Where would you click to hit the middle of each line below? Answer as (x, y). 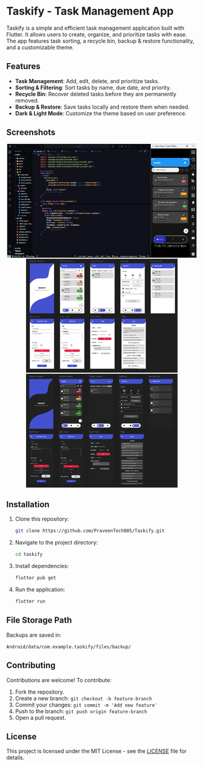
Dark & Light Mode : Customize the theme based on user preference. (101, 113)
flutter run (30, 602)
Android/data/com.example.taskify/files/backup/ (69, 647)
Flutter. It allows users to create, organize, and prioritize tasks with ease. (97, 34)
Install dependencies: (42, 566)
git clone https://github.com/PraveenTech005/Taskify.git (90, 531)
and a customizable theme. (40, 47)
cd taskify (29, 554)
